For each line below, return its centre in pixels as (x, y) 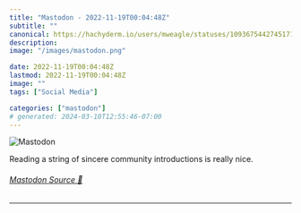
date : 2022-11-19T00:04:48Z (62, 67)
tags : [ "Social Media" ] (54, 92)
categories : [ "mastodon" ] (57, 108)
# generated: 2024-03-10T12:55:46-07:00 (86, 116)
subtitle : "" (34, 26)
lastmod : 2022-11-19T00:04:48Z (68, 76)
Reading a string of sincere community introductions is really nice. (131, 159)
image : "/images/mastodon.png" (68, 51)
